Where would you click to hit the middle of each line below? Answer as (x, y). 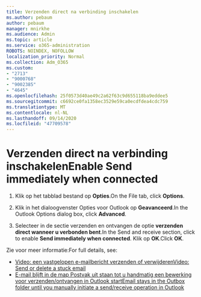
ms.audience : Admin (31, 34)
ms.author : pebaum (29, 17)
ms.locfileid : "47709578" (39, 124)
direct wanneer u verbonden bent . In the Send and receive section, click (105, 232)
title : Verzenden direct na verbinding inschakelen (72, 12)
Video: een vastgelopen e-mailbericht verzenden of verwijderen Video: (102, 262)
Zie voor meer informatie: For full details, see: (62, 250)
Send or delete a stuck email (50, 268)
